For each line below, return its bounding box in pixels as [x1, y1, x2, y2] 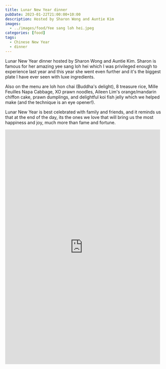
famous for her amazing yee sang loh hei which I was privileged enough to [5, 63, 158, 69]
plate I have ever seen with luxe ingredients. [5, 74, 95, 80]
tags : [5, 35, 16, 40]
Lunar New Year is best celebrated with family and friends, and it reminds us [5, 109, 161, 115]
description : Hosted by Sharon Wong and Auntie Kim [5, 16, 114, 21]
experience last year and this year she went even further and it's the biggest [5, 68, 161, 75]
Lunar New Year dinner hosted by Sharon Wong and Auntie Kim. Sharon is [5, 58, 157, 64]
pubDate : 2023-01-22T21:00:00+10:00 [5, 12, 81, 17]
